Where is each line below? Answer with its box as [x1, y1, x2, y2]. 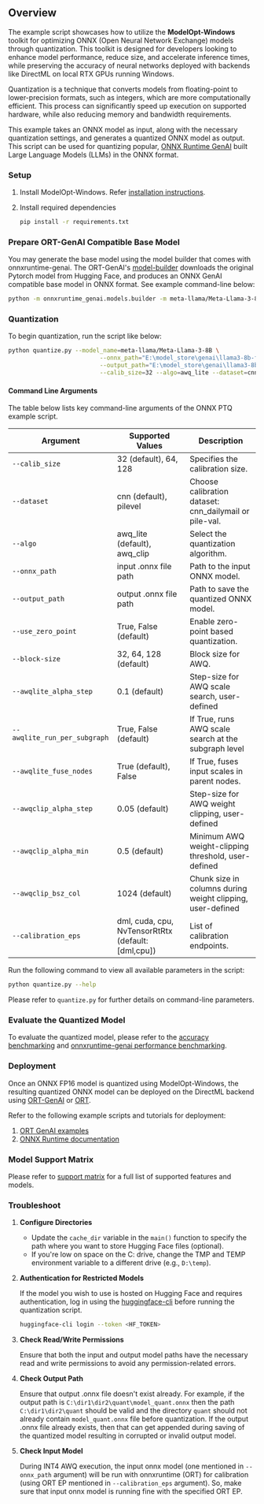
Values [136, 441, 163, 452]
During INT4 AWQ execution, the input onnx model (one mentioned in [19, 1461, 244, 1471]
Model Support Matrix [8, 1154, 94, 1165]
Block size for [189, 649, 240, 660]
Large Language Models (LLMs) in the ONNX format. [8, 150, 179, 159]
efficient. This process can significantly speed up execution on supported [8, 101, 247, 110]
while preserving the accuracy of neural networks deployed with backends [8, 61, 251, 70]
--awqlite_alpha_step [12, 687, 93, 696]
